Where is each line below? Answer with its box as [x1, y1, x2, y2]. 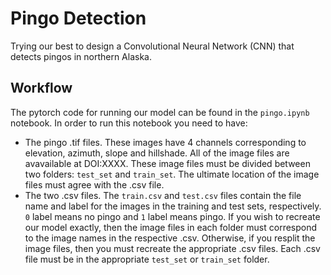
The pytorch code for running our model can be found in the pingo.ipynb [10, 106, 310, 118]
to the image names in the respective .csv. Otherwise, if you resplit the [24, 232, 316, 244]
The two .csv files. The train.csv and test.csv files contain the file [24, 189, 302, 201]
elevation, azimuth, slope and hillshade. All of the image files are [24, 147, 290, 159]
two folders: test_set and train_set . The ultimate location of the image [24, 168, 320, 180]
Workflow [10, 80, 73, 97]
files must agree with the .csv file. [24, 178, 165, 191]
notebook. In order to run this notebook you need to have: [10, 117, 248, 129]
